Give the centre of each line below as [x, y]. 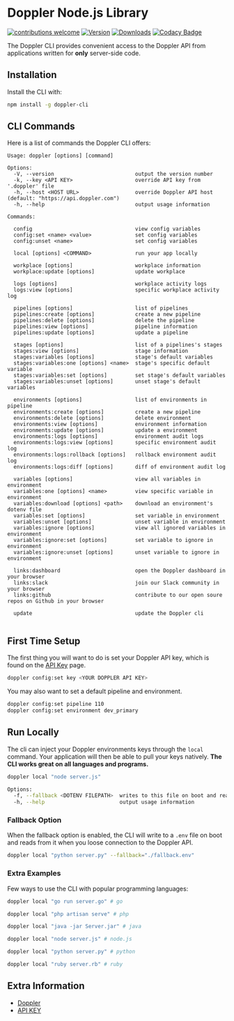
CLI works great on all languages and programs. [78, 764]
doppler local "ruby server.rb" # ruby [65, 965]
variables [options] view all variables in [107, 479]
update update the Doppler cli [109, 614]
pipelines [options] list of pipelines [101, 308]
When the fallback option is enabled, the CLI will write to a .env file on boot [115, 835]
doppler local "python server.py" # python [71, 952]
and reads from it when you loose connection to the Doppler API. [100, 842]
